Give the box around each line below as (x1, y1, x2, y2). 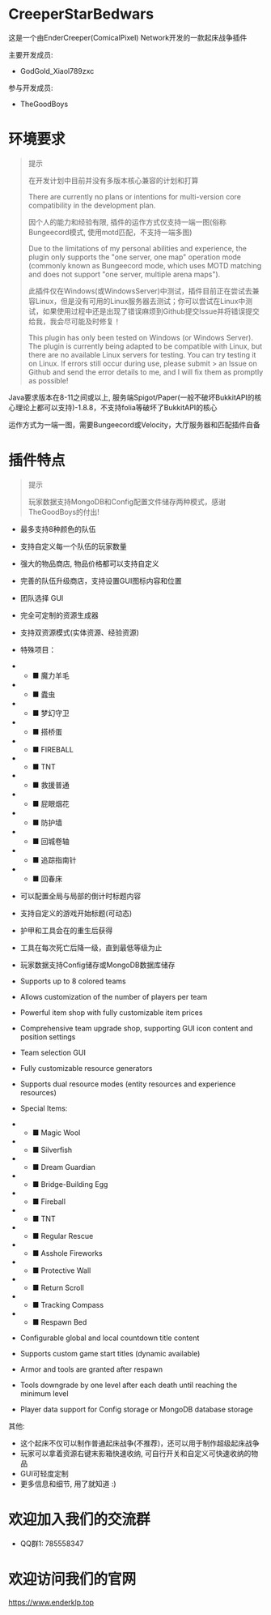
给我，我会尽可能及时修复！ (28, 316, 121, 326)
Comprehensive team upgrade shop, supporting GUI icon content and (19, 1023, 253, 1033)
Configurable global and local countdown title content (19, 1333, 200, 1343)
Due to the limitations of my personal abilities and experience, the (28, 243, 247, 253)
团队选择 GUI (19, 593, 64, 602)
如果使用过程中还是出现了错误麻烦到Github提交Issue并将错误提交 (42, 306, 260, 316)
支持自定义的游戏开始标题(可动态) (19, 908, 133, 918)
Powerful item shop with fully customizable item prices (19, 1007, 203, 1017)
